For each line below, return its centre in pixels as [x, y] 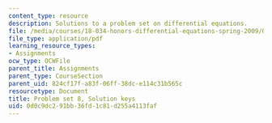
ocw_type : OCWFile [39, 61]
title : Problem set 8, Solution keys [72, 99]
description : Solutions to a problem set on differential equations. [128, 23]
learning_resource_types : [52, 46]
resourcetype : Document [49, 91]
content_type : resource [49, 16]
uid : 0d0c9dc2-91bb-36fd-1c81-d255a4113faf [83, 106]
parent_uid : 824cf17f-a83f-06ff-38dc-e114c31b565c [96, 83]
